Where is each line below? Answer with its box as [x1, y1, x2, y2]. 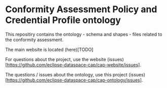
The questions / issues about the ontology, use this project [5, 71, 128, 77]
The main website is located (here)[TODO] [5, 46, 94, 52]
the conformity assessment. [5, 37, 64, 43]
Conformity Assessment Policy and [5, 4, 157, 15]
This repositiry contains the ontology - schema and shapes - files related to [5, 31, 162, 37]
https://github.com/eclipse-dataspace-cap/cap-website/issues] [7, 62, 140, 68]
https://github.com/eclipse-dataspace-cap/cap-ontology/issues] [7, 77, 142, 83]
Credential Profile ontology [5, 14, 121, 26]
